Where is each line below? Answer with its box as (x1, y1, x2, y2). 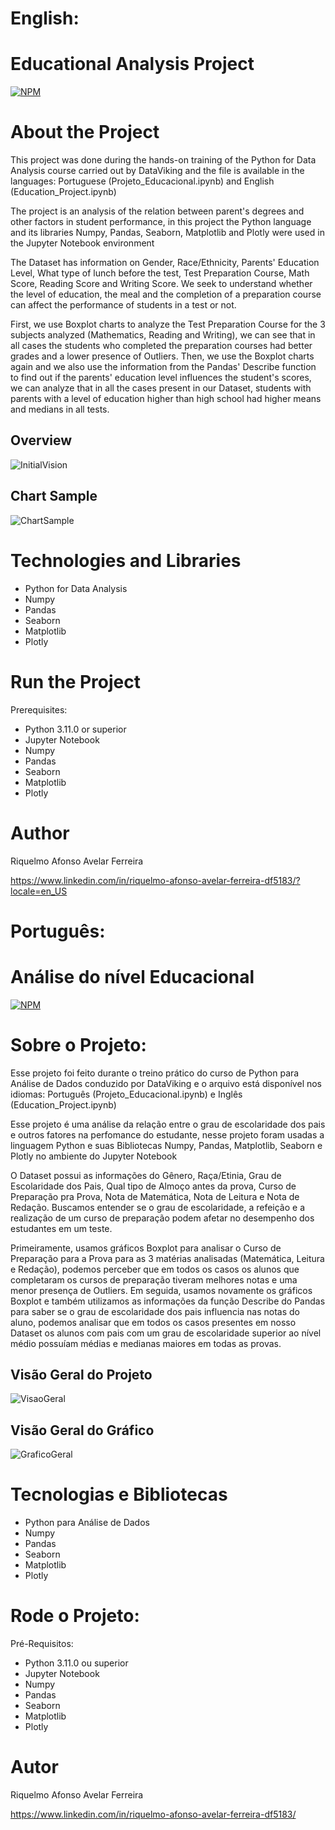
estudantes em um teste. (10, 1222, 113, 1234)
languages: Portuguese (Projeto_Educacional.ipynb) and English (10, 175, 275, 187)
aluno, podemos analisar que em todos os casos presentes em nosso (10, 1316, 297, 1328)
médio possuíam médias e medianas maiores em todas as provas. (10, 1337, 282, 1349)
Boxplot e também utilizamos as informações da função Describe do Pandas (10, 1295, 326, 1307)
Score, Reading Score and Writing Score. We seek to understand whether (10, 278, 313, 290)
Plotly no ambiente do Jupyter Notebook (10, 1150, 178, 1162)
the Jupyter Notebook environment (10, 237, 155, 249)
